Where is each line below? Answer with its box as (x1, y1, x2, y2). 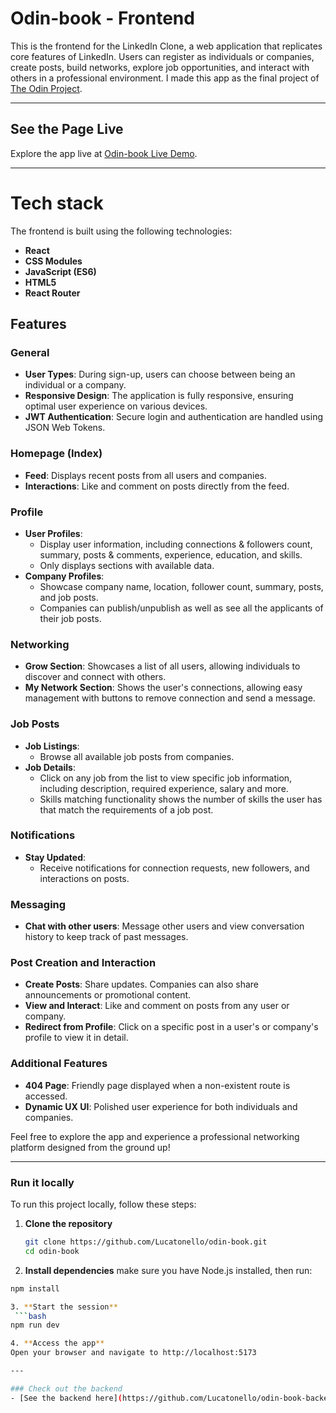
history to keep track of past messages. (24, 931, 189, 943)
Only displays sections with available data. (39, 559, 215, 571)
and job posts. (39, 591, 99, 603)
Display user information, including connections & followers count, (39, 538, 313, 550)
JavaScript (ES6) (24, 265, 97, 277)
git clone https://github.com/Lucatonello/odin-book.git (24, 1237, 268, 1247)
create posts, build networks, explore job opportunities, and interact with (10, 61, 310, 73)
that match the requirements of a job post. (39, 803, 214, 816)
